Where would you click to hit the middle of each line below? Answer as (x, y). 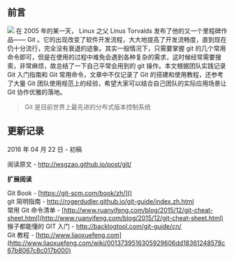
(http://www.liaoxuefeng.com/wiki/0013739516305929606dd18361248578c (116, 243)
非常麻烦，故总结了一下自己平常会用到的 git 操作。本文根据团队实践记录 (123, 66)
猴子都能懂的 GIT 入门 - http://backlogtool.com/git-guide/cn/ (94, 226)
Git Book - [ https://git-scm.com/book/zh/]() (70, 193)
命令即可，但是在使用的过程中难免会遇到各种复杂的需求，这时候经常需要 (111, 57)
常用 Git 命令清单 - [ (36, 210)
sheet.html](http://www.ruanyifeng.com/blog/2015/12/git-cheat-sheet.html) (115, 218)
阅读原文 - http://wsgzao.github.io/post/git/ (70, 164)
